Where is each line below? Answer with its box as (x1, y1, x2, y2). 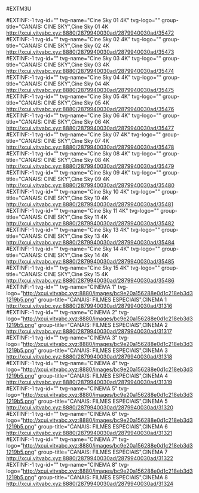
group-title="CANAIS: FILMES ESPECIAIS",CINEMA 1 (38, 296, 167, 303)
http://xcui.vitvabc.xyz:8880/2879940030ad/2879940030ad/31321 (6, 430, 172, 436)
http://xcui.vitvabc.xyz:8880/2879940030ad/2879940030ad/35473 (6, 48, 174, 56)
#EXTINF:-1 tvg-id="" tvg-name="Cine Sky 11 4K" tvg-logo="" (6, 207, 160, 214)
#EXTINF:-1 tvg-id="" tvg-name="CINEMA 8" (6, 461, 118, 468)
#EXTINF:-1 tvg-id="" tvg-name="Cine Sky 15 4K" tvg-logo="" (6, 264, 160, 271)
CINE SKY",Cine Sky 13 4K (44, 232, 109, 240)
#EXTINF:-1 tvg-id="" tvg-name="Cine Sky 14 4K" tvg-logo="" (6, 245, 161, 252)
